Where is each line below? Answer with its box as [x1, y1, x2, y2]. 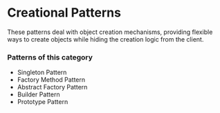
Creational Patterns [7, 5, 121, 21]
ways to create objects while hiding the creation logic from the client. [7, 35, 204, 43]
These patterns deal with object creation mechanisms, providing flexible [7, 28, 213, 36]
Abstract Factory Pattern [17, 83, 88, 92]
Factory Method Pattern [17, 76, 86, 84]
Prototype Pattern [17, 98, 68, 106]
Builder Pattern [17, 90, 60, 98]
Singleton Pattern [17, 68, 67, 77]
